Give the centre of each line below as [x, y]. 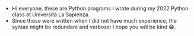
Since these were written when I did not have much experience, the [94, 21]
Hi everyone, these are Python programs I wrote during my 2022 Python [100, 8]
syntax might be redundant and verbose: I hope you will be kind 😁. [94, 27]
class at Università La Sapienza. [51, 15]
